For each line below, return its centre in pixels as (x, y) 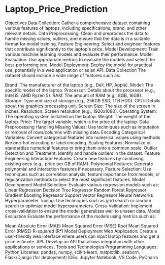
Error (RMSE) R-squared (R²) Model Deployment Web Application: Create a (81, 231)
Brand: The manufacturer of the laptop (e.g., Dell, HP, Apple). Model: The (79, 85)
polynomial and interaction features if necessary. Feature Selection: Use (78, 169)
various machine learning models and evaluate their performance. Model (79, 54)
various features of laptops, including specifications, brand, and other (76, 28)
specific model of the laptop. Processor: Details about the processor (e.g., (80, 90)
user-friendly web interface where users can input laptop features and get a (82, 236)
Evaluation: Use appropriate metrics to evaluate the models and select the (80, 59)
